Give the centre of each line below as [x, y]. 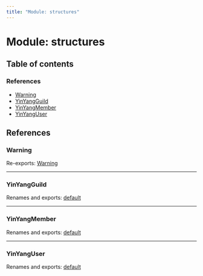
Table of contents [40, 64]
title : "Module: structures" [43, 12]
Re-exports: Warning [32, 163]
